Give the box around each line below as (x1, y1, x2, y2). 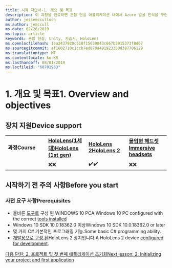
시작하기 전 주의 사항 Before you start (5, 180, 119, 190)
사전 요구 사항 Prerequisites (5, 197, 71, 204)
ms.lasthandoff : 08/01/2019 (5, 60, 66, 65)
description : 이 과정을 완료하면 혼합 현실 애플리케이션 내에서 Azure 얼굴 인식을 (5, 12, 159, 17)
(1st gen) (48, 152, 72, 159)
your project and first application (5, 257, 74, 263)
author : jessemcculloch (5, 17, 56, 22)
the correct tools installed (12, 216, 67, 222)
